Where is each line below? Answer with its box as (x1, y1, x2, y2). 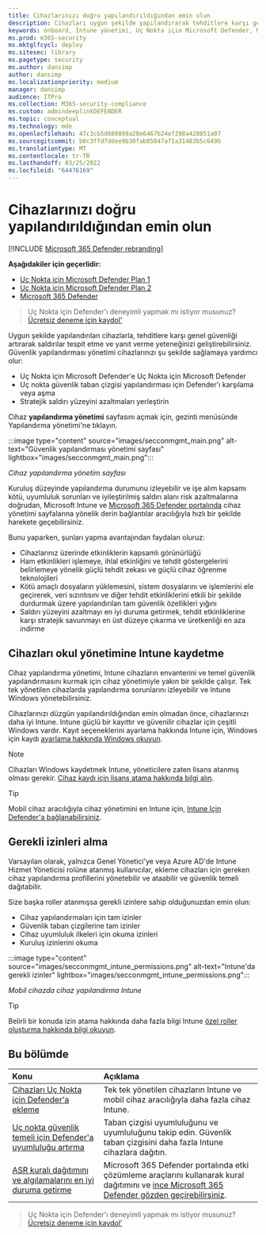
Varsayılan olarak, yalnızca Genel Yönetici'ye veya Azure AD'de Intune (8, 856, 237, 866)
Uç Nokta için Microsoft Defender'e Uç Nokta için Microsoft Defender (19, 371, 247, 381)
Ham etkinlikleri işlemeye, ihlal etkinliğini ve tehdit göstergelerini (19, 556, 228, 566)
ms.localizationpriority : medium (8, 78, 119, 86)
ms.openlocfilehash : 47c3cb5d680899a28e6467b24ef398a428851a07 (8, 129, 222, 137)
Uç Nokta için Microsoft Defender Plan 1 (19, 275, 150, 284)
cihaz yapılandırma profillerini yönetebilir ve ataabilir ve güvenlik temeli (8, 873, 239, 883)
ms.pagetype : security (8, 56, 83, 64)
